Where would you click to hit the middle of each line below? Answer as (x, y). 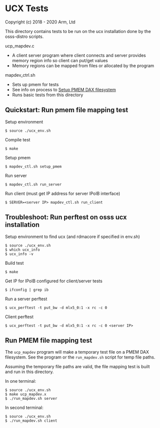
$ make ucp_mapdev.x (26, 394)
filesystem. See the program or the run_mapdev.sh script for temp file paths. (80, 357)
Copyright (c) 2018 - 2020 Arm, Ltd (40, 22)
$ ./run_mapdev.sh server (31, 399)
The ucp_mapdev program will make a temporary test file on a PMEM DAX (77, 352)
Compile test (18, 139)
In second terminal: (24, 408)
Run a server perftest (26, 299)
